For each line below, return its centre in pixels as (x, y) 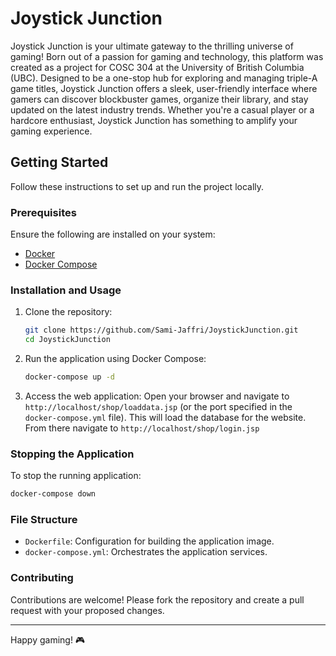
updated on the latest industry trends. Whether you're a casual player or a (162, 109)
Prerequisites (43, 212)
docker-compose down (53, 494)
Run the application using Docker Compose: (115, 359)
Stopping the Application (72, 454)
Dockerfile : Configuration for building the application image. (149, 541)
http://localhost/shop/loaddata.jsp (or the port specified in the (158, 406)
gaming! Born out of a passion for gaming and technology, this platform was (167, 56)
